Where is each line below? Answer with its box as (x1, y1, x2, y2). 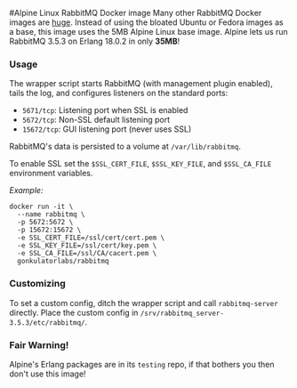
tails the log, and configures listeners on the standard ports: (9, 88, 229, 99)
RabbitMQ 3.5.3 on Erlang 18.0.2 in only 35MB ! (9, 36, 181, 46)
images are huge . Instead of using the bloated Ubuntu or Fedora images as (9, 17, 284, 28)
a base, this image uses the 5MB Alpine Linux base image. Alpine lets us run (9, 27, 289, 36)
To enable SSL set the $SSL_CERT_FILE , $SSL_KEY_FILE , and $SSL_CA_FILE (9, 158, 272, 169)
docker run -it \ (9, 202, 74, 212)
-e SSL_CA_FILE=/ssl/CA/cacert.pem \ (17, 249, 157, 258)
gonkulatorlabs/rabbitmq (17, 257, 109, 266)
